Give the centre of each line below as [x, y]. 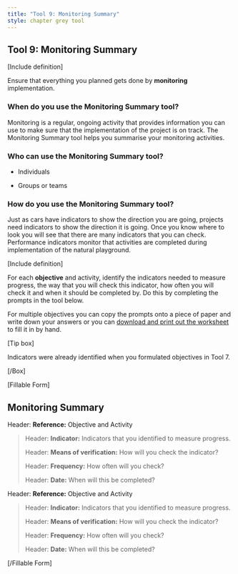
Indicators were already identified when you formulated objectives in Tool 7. [119, 357]
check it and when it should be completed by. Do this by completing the [113, 293]
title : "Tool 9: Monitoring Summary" [64, 14]
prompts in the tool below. [46, 300]
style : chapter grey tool [46, 21]
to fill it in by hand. [35, 330]
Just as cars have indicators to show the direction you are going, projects [115, 219]
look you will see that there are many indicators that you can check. [107, 235]
